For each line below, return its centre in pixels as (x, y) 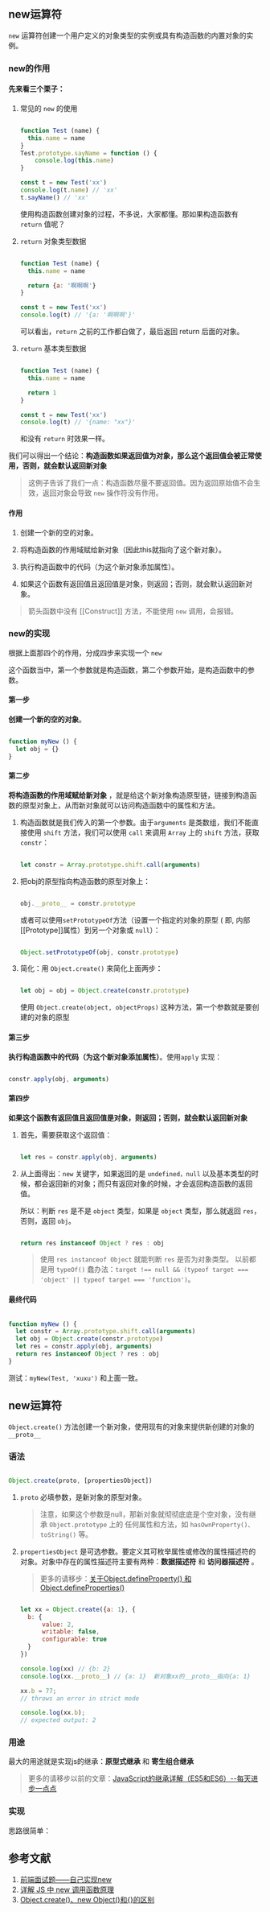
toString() (58, 1535)
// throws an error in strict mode (80, 1698)
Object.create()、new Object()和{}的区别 (87, 1899)
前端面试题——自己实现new (66, 1879)
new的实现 (29, 634)
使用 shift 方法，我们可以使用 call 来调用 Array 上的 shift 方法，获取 (143, 832)
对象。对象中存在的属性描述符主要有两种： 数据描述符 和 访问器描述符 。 (139, 1561)
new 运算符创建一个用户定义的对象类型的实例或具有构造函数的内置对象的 (127, 35)
